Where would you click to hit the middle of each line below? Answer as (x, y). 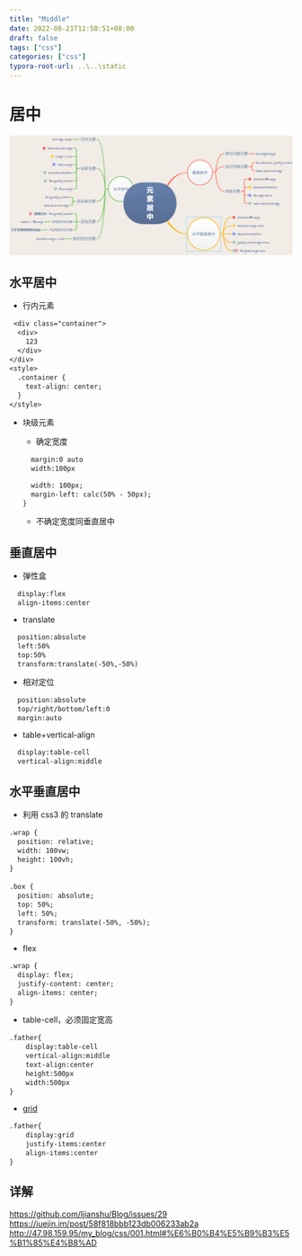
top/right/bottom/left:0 (64, 709)
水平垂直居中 (45, 791)
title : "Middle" (40, 19)
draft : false (34, 38)
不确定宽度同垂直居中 (75, 521)
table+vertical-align (59, 735)
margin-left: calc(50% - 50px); (91, 494)
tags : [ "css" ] (36, 48)
